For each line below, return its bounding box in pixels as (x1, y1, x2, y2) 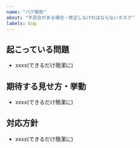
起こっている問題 (6, 44, 70, 55)
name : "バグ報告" (6, 9, 47, 15)
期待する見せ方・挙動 (6, 81, 86, 91)
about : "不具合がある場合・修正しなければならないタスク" (6, 15, 135, 21)
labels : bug (6, 20, 36, 26)
